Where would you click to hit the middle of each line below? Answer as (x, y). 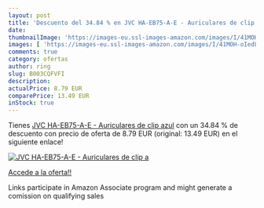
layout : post (29, 15)
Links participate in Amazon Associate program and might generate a (120, 188)
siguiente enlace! (36, 142)
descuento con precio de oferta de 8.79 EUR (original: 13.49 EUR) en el (123, 133)
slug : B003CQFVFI (37, 74)
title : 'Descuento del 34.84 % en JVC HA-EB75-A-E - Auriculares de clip (132, 23)
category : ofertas (38, 60)
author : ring (29, 67)
